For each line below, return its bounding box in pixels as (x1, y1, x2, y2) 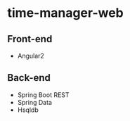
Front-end (7, 33, 53, 45)
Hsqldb (17, 106, 39, 114)
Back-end (7, 72, 51, 84)
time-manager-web (7, 5, 124, 21)
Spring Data (17, 98, 53, 106)
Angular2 (17, 51, 44, 60)
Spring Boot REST (17, 90, 70, 99)
